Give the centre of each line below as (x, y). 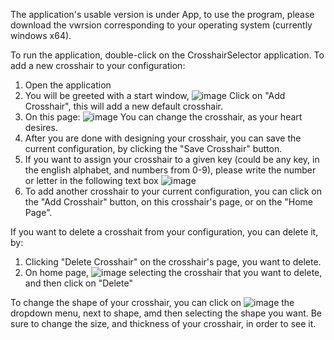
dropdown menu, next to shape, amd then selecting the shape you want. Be (166, 313)
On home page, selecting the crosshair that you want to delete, (173, 272)
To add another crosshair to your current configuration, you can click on (173, 191)
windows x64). (41, 35)
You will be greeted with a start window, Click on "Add (155, 95)
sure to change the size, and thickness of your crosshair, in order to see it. (163, 323)
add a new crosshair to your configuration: (98, 65)
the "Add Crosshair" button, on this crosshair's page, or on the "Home (169, 202)
